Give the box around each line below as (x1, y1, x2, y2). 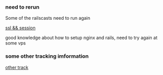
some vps (5, 40, 26, 46)
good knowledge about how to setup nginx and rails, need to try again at (5, 34, 158, 41)
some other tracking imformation (5, 53, 89, 60)
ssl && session (5, 25, 36, 31)
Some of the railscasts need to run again (5, 15, 91, 21)
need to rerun (5, 4, 40, 11)
